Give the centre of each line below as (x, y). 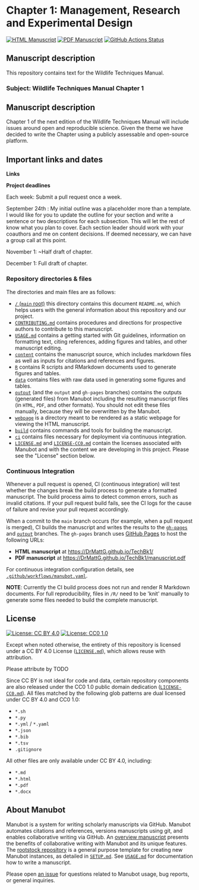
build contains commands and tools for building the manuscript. (94, 430)
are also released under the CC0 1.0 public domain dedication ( (83, 687)
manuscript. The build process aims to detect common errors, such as (92, 496)
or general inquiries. (31, 880)
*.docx (23, 792)
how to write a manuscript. (39, 862)
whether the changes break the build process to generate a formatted (91, 490)
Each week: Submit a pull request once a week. (64, 197)
